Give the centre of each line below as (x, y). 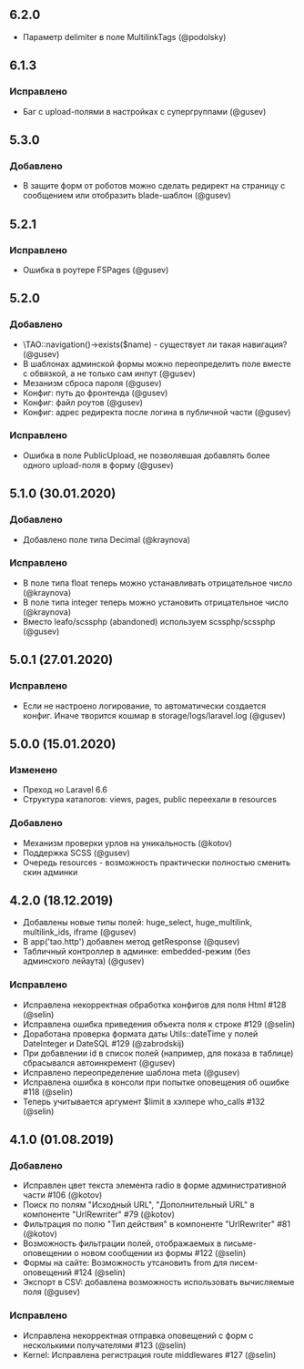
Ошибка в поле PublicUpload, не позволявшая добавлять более (146, 455)
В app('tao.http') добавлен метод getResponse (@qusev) (131, 942)
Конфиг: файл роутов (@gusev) (83, 402)
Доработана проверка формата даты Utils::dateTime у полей (140, 1034)
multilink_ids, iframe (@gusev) (79, 932)
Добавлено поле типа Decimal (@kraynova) (106, 539)
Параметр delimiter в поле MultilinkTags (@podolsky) (124, 36)
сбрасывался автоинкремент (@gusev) (99, 1063)
